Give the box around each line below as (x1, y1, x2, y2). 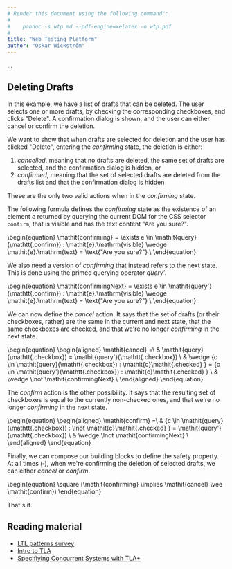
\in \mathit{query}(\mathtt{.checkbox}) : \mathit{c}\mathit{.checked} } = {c (7, 360, 220, 368)
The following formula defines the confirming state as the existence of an (7, 205, 217, 213)
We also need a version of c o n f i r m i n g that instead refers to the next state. (7, 261, 218, 269)
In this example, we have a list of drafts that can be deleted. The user (7, 100, 204, 108)
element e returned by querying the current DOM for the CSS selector (7, 212, 206, 220)
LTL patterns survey (17, 539, 75, 548)
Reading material (7, 521, 82, 533)
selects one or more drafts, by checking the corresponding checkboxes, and (7, 107, 226, 115)
